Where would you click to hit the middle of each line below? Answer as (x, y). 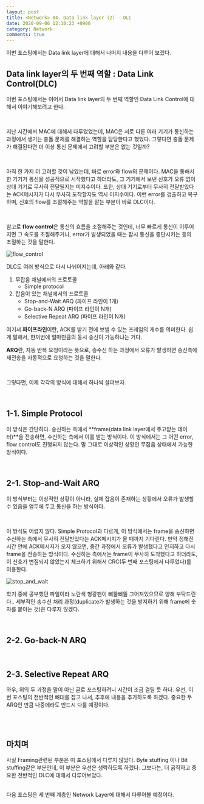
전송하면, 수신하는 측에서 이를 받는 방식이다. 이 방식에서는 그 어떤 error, (109, 437)
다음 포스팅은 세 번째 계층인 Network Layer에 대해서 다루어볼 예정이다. (90, 795)
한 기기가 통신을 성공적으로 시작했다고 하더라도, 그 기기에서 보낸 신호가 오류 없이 (101, 179)
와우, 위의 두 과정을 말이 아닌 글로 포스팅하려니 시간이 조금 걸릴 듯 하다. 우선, (97, 689)
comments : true (25, 35)
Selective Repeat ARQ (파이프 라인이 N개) (75, 316)
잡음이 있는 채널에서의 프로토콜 (52, 294)
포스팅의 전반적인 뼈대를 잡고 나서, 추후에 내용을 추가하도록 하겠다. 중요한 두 (102, 697)
